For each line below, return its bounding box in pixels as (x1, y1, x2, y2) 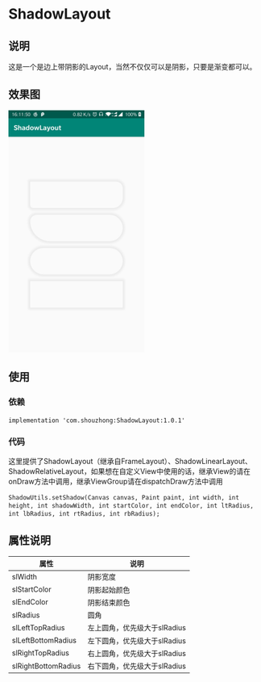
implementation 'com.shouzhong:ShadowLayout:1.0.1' (8, 416, 185, 425)
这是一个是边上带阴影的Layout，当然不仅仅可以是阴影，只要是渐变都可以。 (8, 62, 257, 71)
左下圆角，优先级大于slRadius (87, 635, 187, 646)
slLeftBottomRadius (11, 635, 77, 646)
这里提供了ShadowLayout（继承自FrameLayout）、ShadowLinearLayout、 (8, 456, 252, 466)
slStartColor (11, 584, 52, 594)
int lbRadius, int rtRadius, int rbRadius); (8, 509, 160, 517)
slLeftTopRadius (11, 622, 66, 632)
